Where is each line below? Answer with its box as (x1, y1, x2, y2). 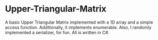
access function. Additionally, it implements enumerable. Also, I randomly (5, 24, 152, 30)
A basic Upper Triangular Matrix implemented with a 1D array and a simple (5, 19, 154, 25)
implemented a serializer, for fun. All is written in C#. (5, 29, 110, 35)
